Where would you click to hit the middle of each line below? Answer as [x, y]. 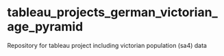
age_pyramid [45, 27]
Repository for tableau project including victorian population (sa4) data [107, 45]
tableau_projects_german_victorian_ [112, 12]
